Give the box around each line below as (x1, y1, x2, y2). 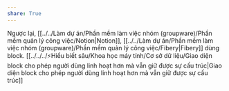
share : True (7, 10, 42, 17)
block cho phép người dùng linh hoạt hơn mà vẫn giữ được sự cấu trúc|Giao (7, 61, 223, 70)
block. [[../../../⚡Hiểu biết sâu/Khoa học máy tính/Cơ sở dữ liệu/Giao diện (7, 51, 212, 59)
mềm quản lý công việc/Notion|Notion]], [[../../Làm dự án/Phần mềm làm (7, 36, 214, 45)
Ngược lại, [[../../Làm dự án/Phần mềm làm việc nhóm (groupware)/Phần (7, 29, 212, 37)
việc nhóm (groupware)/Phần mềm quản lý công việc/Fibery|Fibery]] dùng (7, 43, 220, 52)
